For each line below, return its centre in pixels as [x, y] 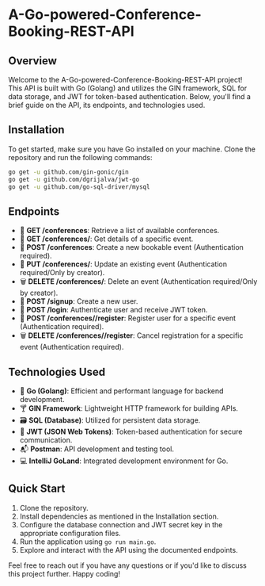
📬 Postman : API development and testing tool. [97, 449]
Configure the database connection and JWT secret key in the [121, 524]
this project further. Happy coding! [64, 573]
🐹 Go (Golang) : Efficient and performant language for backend [121, 391]
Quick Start [37, 489]
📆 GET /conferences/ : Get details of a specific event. [106, 239]
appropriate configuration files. [70, 533]
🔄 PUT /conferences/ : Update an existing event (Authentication [123, 264]
